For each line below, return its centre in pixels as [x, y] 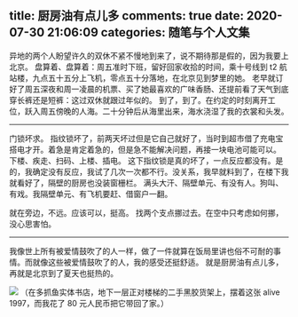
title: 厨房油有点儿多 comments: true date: [126, 16]
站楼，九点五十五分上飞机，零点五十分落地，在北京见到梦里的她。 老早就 [142, 77]
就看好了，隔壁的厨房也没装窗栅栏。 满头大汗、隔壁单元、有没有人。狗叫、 [146, 182]
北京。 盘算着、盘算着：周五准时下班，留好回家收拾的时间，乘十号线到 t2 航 [148, 67]
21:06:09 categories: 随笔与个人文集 [149, 32]
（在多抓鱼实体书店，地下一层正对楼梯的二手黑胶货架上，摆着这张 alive [150, 292]
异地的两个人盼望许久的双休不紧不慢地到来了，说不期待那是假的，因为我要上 [149, 55]
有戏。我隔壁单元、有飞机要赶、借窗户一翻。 [91, 194]
